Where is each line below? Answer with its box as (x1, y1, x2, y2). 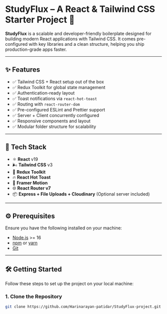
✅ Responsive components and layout (12, 118, 91, 124)
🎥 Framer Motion (12, 180, 48, 186)
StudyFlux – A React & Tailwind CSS (5, 3, 155, 15)
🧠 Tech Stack (5, 143, 47, 151)
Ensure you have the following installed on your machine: (5, 225, 122, 231)
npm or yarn (12, 240, 38, 246)
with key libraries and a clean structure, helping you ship (28, 41, 145, 47)
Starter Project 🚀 (5, 14, 75, 25)
